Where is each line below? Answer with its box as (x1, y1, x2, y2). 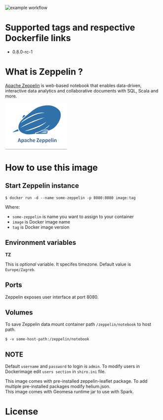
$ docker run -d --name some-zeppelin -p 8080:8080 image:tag (5, 195, 136, 200)
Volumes (5, 308, 33, 317)
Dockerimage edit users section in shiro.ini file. (5, 369, 106, 374)
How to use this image (5, 162, 98, 173)
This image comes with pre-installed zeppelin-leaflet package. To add (5, 378, 148, 384)
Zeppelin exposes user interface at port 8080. (5, 294, 99, 300)
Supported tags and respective (5, 22, 135, 33)
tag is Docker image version (12, 224, 70, 230)
